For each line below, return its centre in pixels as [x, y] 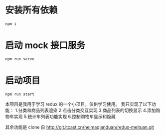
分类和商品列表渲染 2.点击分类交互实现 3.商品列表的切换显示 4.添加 [87, 111]
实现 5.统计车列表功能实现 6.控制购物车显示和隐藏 [65, 117]
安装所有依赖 [32, 10]
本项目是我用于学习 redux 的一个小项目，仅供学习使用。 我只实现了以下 [79, 104]
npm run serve [20, 59]
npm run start [20, 94]
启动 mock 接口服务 [45, 45]
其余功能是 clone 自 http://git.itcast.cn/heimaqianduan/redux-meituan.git [80, 127]
